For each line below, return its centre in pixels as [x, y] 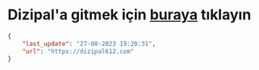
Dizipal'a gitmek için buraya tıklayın [129, 15]
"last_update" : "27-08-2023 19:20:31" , [89, 43]
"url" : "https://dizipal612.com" [78, 51]
